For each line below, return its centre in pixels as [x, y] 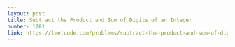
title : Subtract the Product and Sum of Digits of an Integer [100, 20]
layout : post [26, 13]
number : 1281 [26, 26]
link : [15, 33]
